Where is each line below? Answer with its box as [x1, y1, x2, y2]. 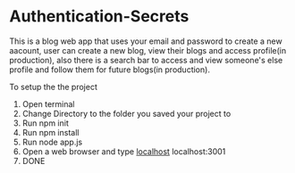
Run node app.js [21, 136, 83, 147]
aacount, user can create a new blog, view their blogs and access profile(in [9, 45, 287, 55]
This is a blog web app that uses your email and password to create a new [9, 36, 283, 46]
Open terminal [21, 98, 75, 109]
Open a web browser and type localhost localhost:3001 [21, 145, 226, 157]
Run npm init [21, 118, 69, 128]
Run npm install [21, 127, 80, 137]
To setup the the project [9, 81, 98, 92]
